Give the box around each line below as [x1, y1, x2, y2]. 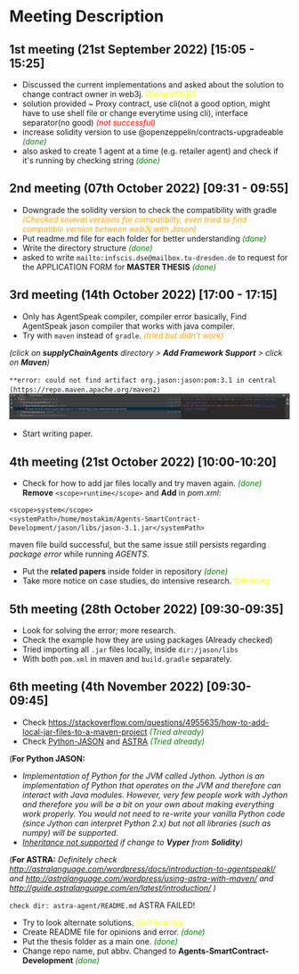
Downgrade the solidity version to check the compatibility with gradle [21, 204, 278, 215]
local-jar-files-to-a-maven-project [21, 726, 148, 737]
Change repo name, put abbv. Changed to [21, 945, 176, 956]
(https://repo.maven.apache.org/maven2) [9, 385, 162, 394]
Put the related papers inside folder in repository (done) [21, 566, 229, 577]
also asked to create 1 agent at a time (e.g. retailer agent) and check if [21, 145, 279, 156]
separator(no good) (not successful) [21, 118, 156, 128]
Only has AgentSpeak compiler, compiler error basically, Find [21, 310, 247, 322]
